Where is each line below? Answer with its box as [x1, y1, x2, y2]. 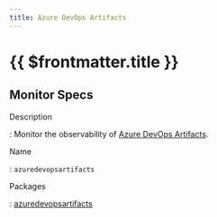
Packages [9, 180, 47, 191]
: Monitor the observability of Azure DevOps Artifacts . [9, 128, 209, 139]
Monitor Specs [9, 87, 94, 103]
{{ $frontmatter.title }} [9, 51, 179, 72]
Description [9, 111, 52, 122]
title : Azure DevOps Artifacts [9, 13, 127, 22]
